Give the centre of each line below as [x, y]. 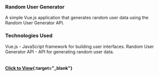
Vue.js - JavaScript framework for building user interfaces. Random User [79, 46]
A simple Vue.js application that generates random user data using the [77, 18]
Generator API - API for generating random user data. [60, 52]
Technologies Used [29, 36]
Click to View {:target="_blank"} [39, 68]
